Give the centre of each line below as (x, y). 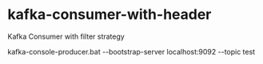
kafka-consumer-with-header (110, 15)
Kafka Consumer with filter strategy (66, 36)
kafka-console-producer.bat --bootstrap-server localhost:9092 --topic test (131, 51)
